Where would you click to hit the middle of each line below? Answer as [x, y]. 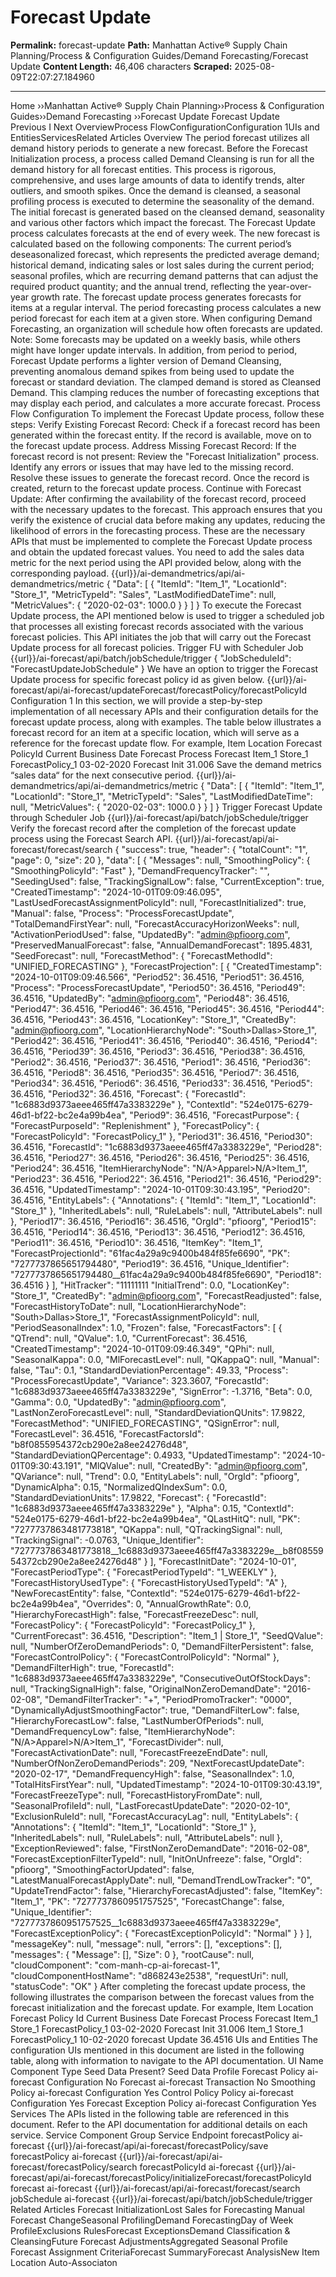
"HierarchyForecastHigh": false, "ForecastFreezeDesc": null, [134, 1614]
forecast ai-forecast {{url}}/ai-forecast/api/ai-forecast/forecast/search [155, 2188]
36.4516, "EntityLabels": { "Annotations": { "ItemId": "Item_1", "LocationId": [163, 1200]
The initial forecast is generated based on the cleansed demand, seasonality [167, 212]
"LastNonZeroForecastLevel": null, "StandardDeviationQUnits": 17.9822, [158, 1412]
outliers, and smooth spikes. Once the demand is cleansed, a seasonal [155, 190]
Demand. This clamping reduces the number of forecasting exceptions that [165, 392]
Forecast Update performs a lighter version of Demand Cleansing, [146, 360]
